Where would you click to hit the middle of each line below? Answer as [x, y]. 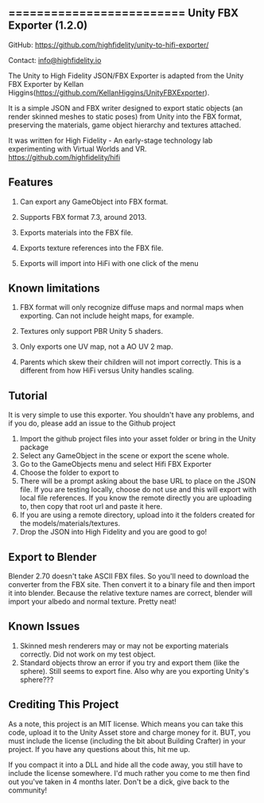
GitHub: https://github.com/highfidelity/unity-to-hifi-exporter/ [109, 45]
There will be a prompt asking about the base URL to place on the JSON [138, 481]
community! [28, 790]
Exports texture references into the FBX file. [91, 248]
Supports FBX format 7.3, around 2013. [83, 217]
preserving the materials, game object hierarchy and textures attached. [124, 125]
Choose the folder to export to [69, 472]
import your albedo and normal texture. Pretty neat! [92, 601]
